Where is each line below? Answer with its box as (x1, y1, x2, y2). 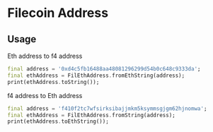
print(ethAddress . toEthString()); (7, 118, 110, 125)
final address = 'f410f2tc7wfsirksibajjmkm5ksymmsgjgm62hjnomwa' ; (7, 104, 207, 112)
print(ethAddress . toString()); (7, 78, 100, 85)
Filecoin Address (7, 5, 108, 21)
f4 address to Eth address (7, 91, 83, 100)
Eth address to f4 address (7, 52, 83, 60)
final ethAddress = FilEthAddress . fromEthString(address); (7, 72, 185, 79)
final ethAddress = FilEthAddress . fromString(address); (7, 112, 175, 119)
